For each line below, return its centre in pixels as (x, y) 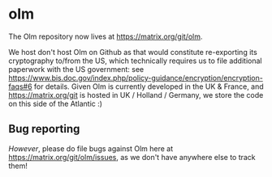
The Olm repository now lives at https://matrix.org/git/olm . (106, 36)
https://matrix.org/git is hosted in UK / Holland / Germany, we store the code (136, 95)
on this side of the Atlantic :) (56, 103)
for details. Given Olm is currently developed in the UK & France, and (149, 86)
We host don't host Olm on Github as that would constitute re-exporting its (133, 52)
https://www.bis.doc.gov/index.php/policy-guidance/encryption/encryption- (136, 78)
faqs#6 (20, 86)
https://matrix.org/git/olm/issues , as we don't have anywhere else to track (132, 157)
